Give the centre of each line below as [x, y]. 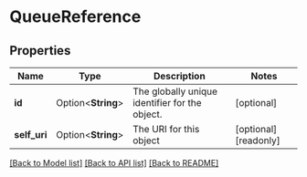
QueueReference [75, 17]
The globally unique [175, 91]
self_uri [31, 135]
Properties [40, 51]
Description [180, 76]
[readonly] [258, 141]
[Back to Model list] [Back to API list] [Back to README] [114, 163]
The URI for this [166, 129]
